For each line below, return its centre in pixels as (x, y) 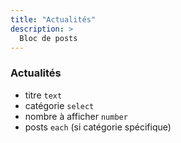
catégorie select (59, 105)
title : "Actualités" (53, 19)
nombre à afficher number (76, 116)
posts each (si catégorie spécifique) (98, 127)
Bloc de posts (48, 38)
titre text (43, 95)
